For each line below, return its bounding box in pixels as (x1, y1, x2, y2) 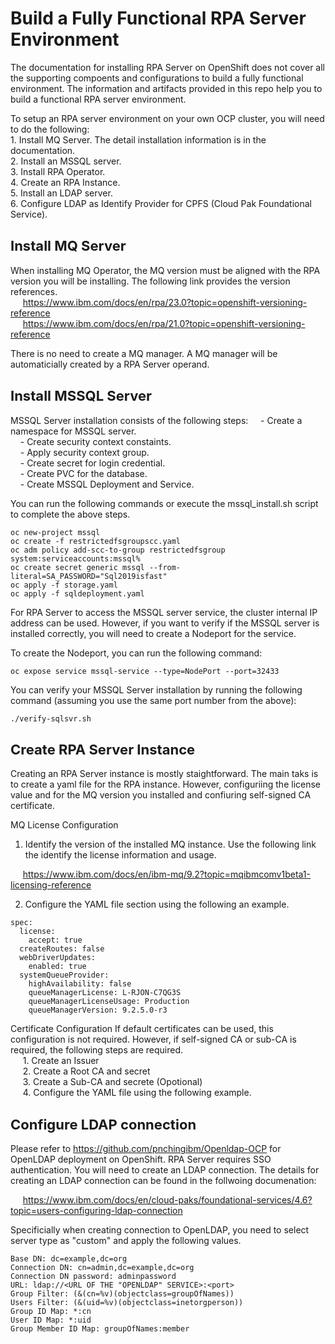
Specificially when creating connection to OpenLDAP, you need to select (10, 1224, 310, 1236)
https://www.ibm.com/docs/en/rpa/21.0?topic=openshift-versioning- (22, 317, 306, 329)
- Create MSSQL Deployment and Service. (19, 478, 195, 490)
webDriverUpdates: (19, 953, 97, 963)
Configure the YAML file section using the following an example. (24, 898, 290, 911)
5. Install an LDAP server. (10, 187, 113, 199)
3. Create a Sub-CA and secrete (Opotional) (22, 1076, 203, 1088)
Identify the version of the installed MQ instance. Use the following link (24, 838, 317, 851)
